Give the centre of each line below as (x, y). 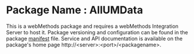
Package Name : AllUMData (75, 10)
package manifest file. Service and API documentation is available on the (94, 38)
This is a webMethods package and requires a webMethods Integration (92, 26)
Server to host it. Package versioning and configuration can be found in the (97, 32)
